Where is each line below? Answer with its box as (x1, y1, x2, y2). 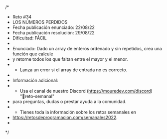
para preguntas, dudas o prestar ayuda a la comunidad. (12, 99, 127, 104)
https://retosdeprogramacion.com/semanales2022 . (12, 115, 118, 120)
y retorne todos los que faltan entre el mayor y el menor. (12, 56, 128, 62)
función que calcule (12, 51, 53, 57)
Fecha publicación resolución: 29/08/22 (12, 30, 95, 35)
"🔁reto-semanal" (19, 93, 55, 99)
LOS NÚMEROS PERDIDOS (12, 19, 68, 25)
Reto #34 (12, 14, 32, 19)
